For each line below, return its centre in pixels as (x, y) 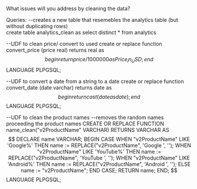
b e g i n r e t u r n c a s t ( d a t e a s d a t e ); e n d (99, 97)
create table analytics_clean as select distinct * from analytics (81, 32)
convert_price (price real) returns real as (55, 50)
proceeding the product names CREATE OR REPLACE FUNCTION (85, 124)
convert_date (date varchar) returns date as (59, 87)
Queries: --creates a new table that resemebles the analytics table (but (92, 20)
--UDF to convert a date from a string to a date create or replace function (95, 81)
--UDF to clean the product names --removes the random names (85, 117)
